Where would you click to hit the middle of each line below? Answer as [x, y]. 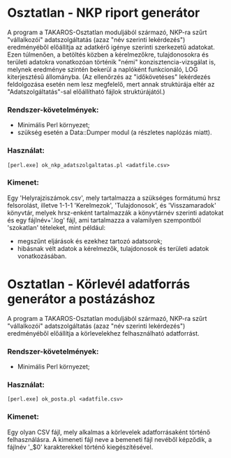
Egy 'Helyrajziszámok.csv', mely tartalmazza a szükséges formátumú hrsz [114, 198]
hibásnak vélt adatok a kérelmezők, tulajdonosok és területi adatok [113, 248]
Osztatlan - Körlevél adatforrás [99, 284]
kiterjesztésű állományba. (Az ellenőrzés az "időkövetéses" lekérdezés [109, 77]
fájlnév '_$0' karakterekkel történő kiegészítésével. [80, 447]
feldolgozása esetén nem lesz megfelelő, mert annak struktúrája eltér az [111, 84]
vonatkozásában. [42, 256]
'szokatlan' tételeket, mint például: [57, 227]
